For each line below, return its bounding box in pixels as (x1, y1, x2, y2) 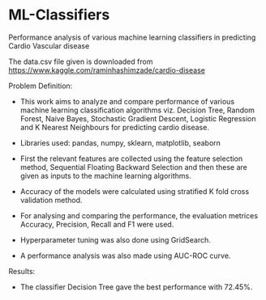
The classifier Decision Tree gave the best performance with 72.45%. (19, 281, 253, 292)
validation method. (19, 195, 83, 205)
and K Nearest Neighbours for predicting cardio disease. (19, 122, 209, 132)
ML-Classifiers (8, 6, 110, 24)
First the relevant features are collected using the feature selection (19, 154, 243, 163)
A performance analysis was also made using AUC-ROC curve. (19, 251, 231, 260)
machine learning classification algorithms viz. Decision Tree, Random (19, 105, 255, 115)
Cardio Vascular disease (8, 40, 90, 50)
